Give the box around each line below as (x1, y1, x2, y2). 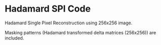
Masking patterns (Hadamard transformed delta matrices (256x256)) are (5, 29, 156, 35)
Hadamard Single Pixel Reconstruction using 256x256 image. (5, 20, 133, 26)
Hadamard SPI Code (5, 3, 91, 15)
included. (5, 35, 24, 41)
